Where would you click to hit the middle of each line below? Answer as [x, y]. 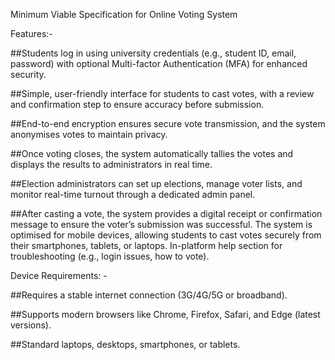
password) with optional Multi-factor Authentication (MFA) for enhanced [159, 63]
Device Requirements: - [59, 275]
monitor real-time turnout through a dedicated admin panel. [133, 194]
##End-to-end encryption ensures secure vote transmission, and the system [168, 123]
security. [28, 74]
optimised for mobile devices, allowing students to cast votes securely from [166, 235]
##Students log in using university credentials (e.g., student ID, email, [153, 53]
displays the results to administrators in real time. [111, 164]
